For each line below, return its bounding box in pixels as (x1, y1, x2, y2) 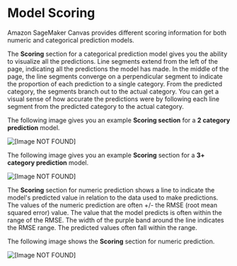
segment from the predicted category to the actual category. (7, 102, 184, 110)
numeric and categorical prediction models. (7, 35, 134, 44)
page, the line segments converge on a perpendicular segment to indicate (7, 72, 223, 81)
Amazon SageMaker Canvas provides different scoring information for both (7, 28, 227, 37)
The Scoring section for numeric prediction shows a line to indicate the (7, 185, 215, 194)
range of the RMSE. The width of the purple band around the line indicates (7, 216, 224, 224)
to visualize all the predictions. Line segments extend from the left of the (7, 57, 218, 65)
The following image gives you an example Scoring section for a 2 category (7, 115, 231, 125)
